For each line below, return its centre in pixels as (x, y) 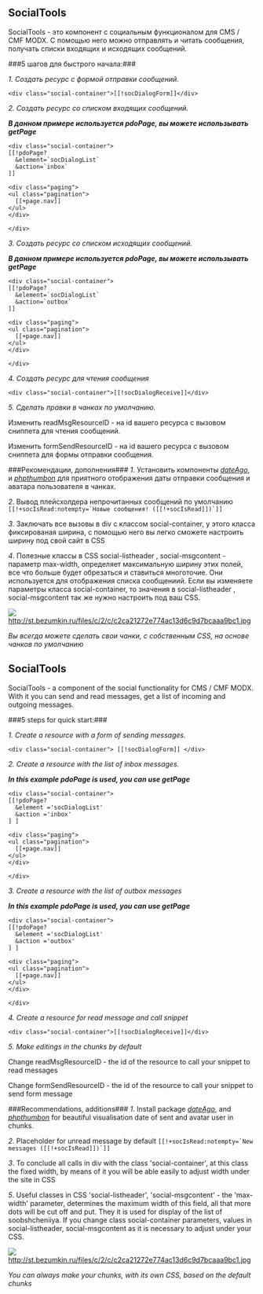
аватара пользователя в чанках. (62, 486)
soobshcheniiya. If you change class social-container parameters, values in (130, 1220)
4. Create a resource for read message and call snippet (98, 1017)
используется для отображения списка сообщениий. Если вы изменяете (131, 580)
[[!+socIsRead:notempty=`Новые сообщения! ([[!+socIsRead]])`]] (115, 509)
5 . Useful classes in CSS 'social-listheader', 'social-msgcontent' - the (121, 1195)
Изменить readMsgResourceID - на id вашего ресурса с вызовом (117, 422)
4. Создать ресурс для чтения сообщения (79, 378)
